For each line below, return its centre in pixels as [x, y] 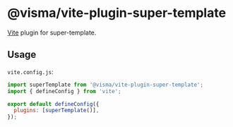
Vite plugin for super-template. [52, 32]
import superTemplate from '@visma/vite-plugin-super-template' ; [105, 85]
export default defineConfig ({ [53, 104]
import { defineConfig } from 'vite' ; [64, 91]
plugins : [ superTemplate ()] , [56, 111]
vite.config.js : [31, 71]
